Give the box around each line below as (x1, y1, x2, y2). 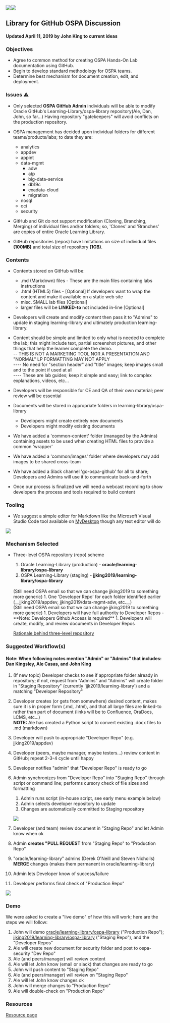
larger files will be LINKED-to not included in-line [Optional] (20, 304, 145, 310)
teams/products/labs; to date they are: (13, 134, 93, 140)
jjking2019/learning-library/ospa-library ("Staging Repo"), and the (13, 934, 149, 940)
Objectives (6, 45, 33, 52)
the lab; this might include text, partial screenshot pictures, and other (13, 340, 157, 346)
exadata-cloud (28, 187, 59, 193)
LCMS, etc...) (13, 714, 40, 720)
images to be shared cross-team (13, 458, 81, 464)
